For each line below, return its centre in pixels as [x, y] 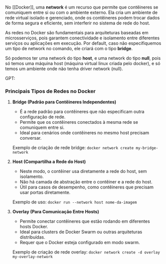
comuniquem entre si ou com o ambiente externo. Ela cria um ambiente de [82, 12]
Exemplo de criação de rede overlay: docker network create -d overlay [86, 252]
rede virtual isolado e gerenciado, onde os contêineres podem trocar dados [83, 18]
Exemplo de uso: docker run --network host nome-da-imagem [75, 202]
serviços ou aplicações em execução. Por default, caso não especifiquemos [83, 43]
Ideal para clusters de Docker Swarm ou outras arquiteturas [81, 232]
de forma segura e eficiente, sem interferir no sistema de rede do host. [78, 23]
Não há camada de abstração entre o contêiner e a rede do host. [86, 182]
